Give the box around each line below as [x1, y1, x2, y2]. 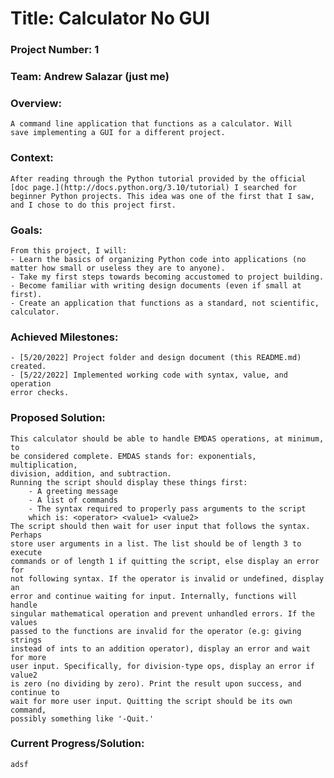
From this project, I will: [10, 245, 128, 256]
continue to [10, 687, 60, 697]
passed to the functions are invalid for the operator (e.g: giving [10, 626, 302, 636]
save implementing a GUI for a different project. [10, 128, 226, 138]
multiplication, [10, 460, 78, 470]
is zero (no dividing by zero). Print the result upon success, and [10, 678, 302, 689]
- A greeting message [28, 486, 118, 496]
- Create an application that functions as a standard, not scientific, [10, 298, 320, 308]
